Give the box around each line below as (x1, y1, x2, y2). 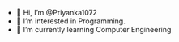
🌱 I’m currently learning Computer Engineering (15, 25, 172, 34)
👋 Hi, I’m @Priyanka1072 (15, 8, 97, 17)
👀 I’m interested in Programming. (15, 16, 126, 26)
